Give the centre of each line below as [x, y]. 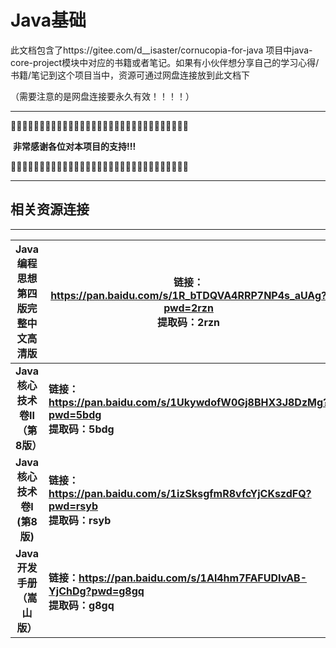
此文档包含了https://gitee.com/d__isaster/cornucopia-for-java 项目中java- [161, 50]
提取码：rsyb [80, 520]
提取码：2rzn [189, 322]
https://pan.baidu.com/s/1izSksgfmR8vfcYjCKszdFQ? [180, 493]
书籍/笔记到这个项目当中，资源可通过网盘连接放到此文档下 [130, 75]
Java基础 [48, 20]
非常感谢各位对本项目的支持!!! [74, 146]
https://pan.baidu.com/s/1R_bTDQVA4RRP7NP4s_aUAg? [188, 295]
